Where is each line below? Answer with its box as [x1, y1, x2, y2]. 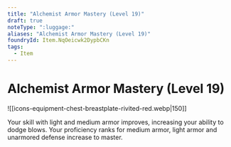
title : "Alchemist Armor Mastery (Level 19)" [7, 10, 144, 18]
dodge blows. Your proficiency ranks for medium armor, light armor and [7, 125, 217, 134]
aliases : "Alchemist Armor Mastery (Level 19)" [7, 30, 151, 38]
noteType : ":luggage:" [7, 23, 75, 31]
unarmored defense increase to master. [7, 133, 123, 141]
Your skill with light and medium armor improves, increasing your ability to [7, 118, 224, 126]
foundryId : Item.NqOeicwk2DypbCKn [7, 37, 110, 44]
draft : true [7, 17, 43, 24]
